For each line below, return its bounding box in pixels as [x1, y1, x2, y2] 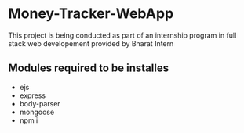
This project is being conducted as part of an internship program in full [8, 31, 237, 40]
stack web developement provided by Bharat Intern [8, 38, 174, 48]
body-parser [19, 99, 60, 108]
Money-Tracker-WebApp [8, 5, 174, 23]
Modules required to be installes [8, 62, 169, 75]
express [19, 91, 46, 100]
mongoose [19, 107, 55, 117]
